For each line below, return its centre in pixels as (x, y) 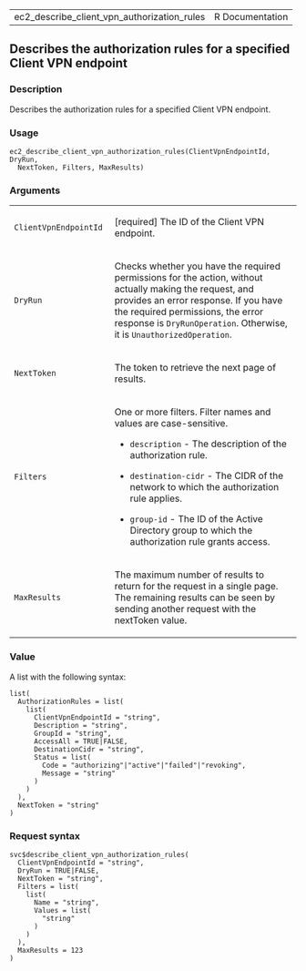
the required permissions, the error (189, 312)
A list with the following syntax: (68, 677)
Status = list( (62, 757)
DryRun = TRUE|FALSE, (59, 870)
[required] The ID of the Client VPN (189, 222)
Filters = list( (48, 886)
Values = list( (62, 910)
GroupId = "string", (72, 733)
